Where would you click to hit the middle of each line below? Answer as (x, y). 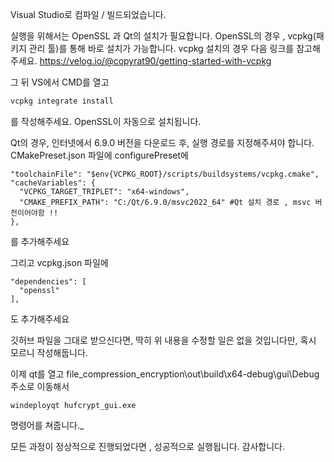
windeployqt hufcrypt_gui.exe (73, 405)
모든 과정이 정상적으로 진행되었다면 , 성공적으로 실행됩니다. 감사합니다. (147, 446)
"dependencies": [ (48, 281)
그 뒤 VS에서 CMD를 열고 (60, 82)
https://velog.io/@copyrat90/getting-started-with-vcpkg (155, 61)
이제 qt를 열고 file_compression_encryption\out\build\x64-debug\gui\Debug (165, 374)
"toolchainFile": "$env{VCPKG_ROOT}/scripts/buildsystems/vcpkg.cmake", (165, 174)
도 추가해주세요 (40, 319)
